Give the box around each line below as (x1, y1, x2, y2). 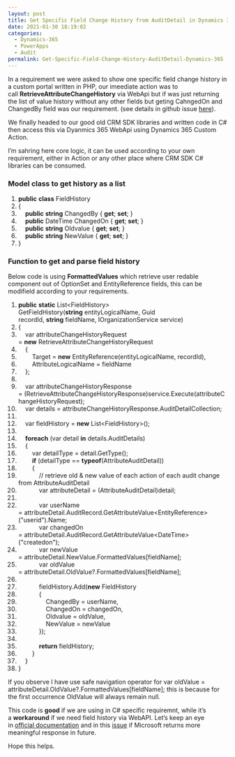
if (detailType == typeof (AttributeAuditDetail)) (31, 457, 165, 465)
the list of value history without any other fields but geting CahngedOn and (8, 97, 222, 105)
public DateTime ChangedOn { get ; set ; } (24, 217, 144, 226)
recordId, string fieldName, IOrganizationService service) (17, 316, 184, 324)
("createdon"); (17, 538, 60, 547)
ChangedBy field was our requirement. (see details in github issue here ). (8, 104, 216, 112)
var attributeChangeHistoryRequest (24, 330, 128, 339)
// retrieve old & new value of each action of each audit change (38, 471, 220, 480)
